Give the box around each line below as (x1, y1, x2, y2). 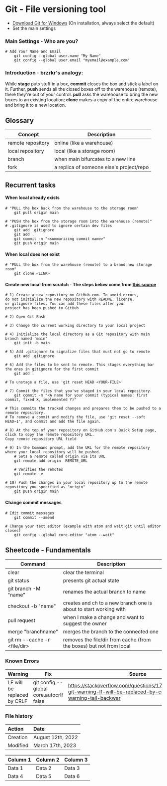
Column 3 (64, 756, 88, 763)
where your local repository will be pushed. (5, 450, 101, 455)
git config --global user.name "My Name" (14, 53, 101, 58)
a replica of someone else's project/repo (54, 164, 149, 171)
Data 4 (7, 773, 23, 780)
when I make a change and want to (63, 614, 145, 621)
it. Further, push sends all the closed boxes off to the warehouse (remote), (5, 86, 158, 92)
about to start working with (63, 606, 126, 613)
